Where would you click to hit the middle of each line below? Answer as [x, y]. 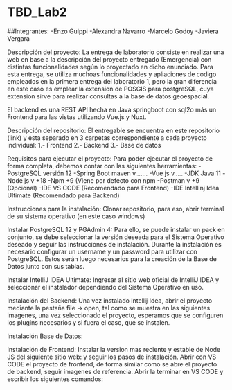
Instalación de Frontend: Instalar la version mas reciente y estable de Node [114, 349]
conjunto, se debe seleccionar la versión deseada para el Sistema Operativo [116, 237]
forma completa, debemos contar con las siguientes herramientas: [102, 166]
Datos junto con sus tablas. [46, 266]
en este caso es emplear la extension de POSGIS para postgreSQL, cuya [110, 89]
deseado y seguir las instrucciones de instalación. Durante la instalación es [114, 244]
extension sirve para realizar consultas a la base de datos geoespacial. [108, 96]
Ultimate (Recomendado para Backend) [63, 195]
